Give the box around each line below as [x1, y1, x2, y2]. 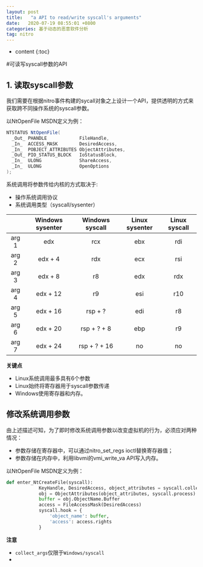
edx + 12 [36, 289, 62, 298]
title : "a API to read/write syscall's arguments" [6, 15, 142, 21]
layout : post [6, 8, 39, 15]
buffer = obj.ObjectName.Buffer [38, 496, 120, 502]
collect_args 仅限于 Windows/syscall [14, 549, 105, 556]
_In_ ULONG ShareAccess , [11, 158, 112, 164]
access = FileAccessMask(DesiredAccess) [38, 502, 142, 508]
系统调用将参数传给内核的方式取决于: [6, 180, 98, 188]
